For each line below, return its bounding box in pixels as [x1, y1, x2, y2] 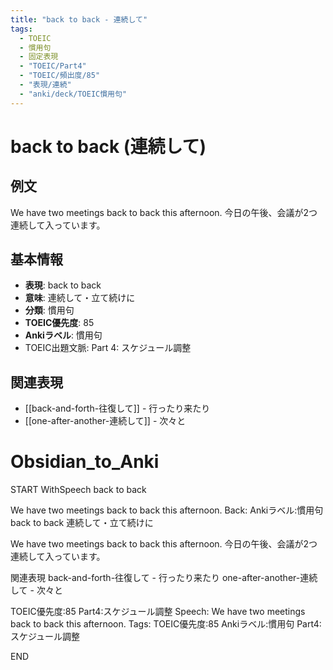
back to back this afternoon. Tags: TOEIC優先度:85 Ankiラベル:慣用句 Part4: [10, 618, 322, 630]
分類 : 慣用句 [24, 304, 75, 316]
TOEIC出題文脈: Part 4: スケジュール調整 [24, 342, 192, 354]
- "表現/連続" [19, 80, 72, 90]
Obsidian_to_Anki [10, 451, 160, 473]
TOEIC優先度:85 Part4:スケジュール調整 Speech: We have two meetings [10, 606, 306, 618]
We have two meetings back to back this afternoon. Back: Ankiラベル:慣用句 [10, 504, 324, 516]
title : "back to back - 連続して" [10, 14, 148, 25]
